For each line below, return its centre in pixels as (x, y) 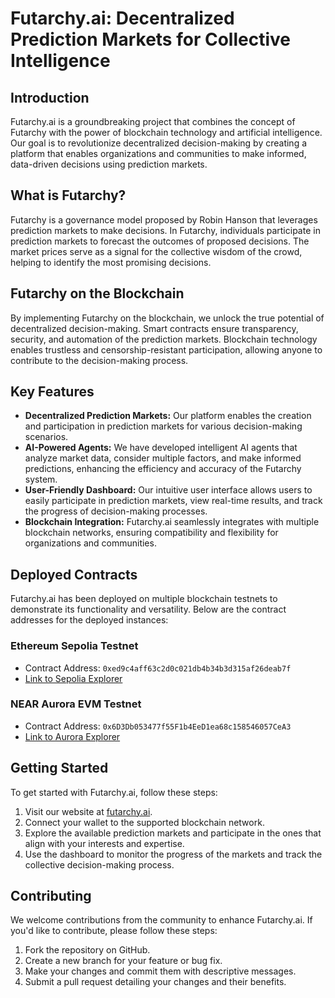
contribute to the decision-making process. (99, 360)
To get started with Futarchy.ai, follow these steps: (114, 792)
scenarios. (46, 437)
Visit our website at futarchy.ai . (88, 811)
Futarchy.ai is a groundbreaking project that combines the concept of (153, 121)
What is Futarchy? (68, 195)
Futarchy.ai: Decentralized (122, 18)
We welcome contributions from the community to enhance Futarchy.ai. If (161, 920)
